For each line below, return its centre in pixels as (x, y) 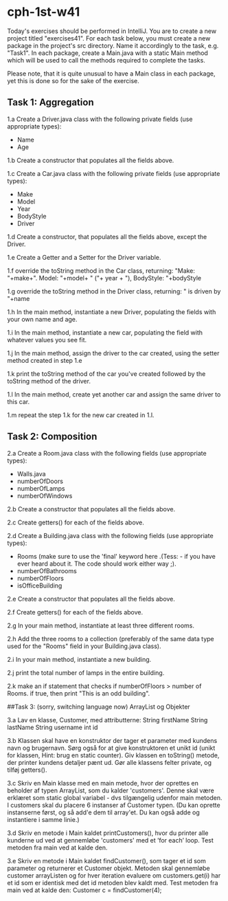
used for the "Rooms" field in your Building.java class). (84, 646)
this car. (19, 401)
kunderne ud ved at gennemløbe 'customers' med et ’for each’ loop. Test (111, 840)
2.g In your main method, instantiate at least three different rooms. (101, 625)
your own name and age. (42, 319)
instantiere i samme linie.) (44, 819)
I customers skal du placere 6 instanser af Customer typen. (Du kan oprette (114, 805)
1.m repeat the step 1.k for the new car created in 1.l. (81, 415)
